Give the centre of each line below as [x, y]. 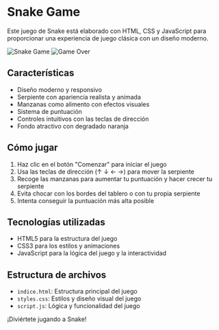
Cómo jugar [33, 148]
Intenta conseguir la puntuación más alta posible [86, 200]
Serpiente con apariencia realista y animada [79, 97]
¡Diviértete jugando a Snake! [47, 319]
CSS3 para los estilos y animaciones [68, 246]
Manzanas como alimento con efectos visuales [83, 104]
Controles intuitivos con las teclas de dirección [83, 119]
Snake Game [44, 12]
